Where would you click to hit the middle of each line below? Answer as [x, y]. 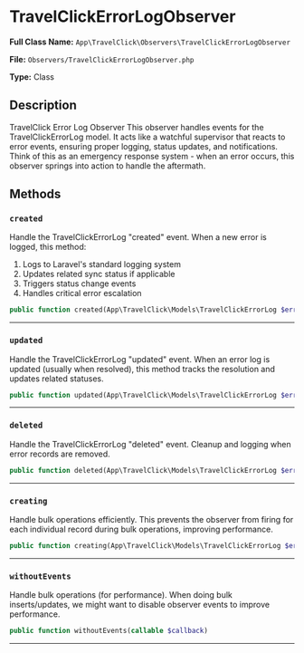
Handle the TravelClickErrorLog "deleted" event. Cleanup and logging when [150, 444]
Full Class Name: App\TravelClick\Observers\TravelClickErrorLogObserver [150, 42]
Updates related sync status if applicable [99, 274]
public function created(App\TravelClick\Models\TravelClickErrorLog [143, 310]
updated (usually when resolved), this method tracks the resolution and [142, 369]
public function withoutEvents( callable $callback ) [109, 631]
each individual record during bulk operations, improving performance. [141, 529]
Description [43, 106]
